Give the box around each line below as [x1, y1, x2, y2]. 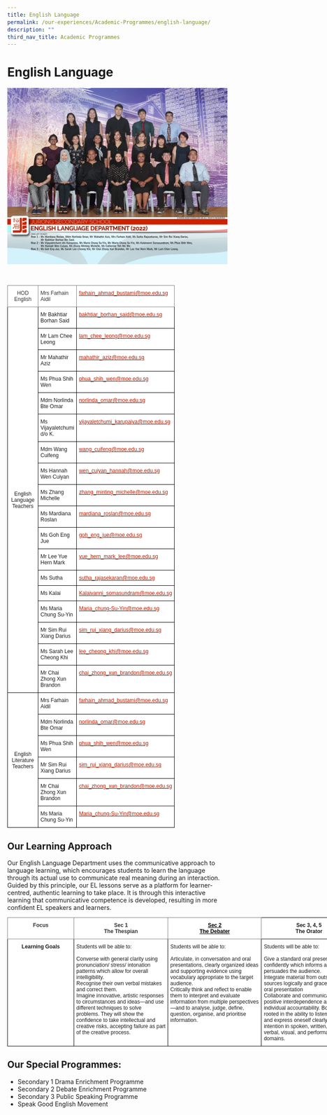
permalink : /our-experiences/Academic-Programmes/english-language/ [7, 18, 211, 26]
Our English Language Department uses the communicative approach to [7, 859, 215, 867]
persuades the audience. [263, 968, 321, 975]
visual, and [280, 1029, 307, 1036]
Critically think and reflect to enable [170, 986, 252, 993]
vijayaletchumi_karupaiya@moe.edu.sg [79, 419, 171, 426]
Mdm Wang [41, 446, 68, 453]
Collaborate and [263, 993, 302, 1000]
